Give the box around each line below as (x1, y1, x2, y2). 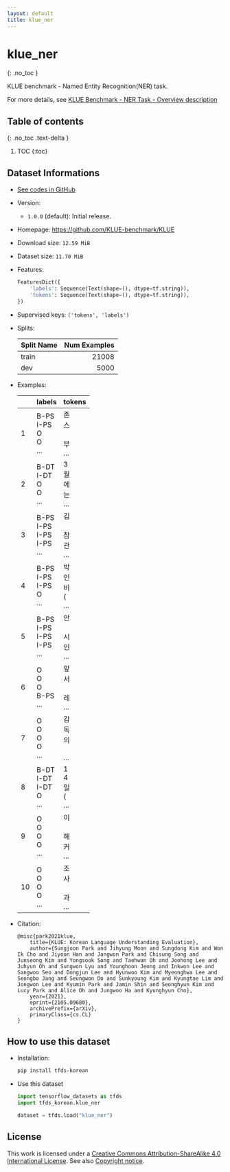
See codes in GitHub (16, 185, 76, 193)
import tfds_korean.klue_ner (16, 1100, 101, 1107)
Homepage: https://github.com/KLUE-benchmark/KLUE (16, 225, 175, 234)
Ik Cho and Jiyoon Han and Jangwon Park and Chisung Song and (16, 951, 199, 958)
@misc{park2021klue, (16, 932, 76, 940)
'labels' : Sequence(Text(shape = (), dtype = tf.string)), (30, 285, 190, 292)
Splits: (16, 324, 35, 332)
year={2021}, (30, 993, 67, 1000)
